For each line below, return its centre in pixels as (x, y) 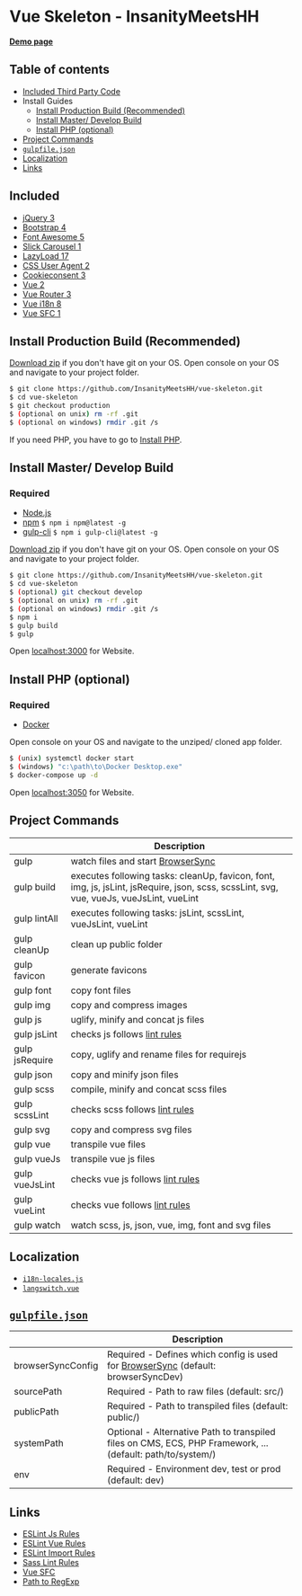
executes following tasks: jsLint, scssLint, (157, 912)
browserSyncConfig (56, 1366)
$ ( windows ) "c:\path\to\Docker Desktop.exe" (96, 767)
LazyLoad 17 (45, 256)
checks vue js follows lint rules (135, 1179)
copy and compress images (129, 1005)
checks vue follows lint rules (130, 1204)
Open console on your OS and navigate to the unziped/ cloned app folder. (146, 742)
